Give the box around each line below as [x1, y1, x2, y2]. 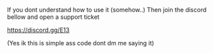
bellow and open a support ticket [7, 13, 100, 21]
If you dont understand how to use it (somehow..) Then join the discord [7, 6, 207, 13]
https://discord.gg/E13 [7, 26, 70, 34]
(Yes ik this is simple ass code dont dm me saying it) [7, 39, 155, 47]
